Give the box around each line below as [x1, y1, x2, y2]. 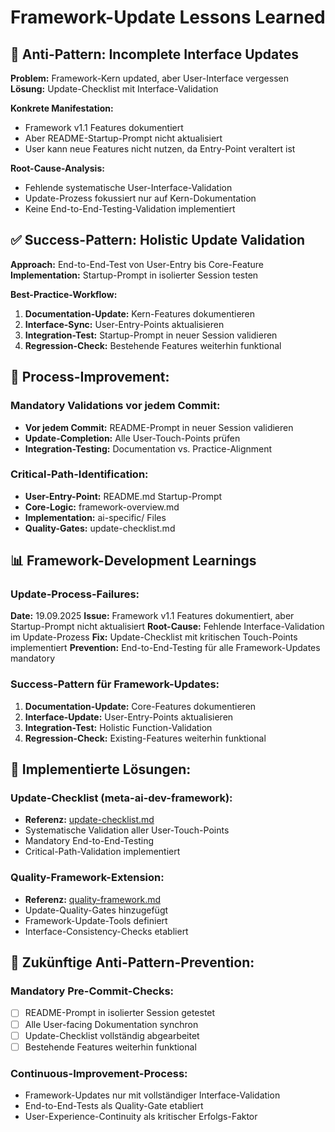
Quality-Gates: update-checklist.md [24, 522, 176, 534]
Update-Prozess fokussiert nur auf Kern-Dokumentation [24, 192, 257, 204]
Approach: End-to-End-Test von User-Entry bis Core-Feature [10, 258, 264, 270]
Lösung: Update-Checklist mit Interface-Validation [10, 83, 219, 95]
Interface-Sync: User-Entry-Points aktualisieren [24, 318, 225, 330]
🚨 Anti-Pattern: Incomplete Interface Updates [10, 46, 299, 63]
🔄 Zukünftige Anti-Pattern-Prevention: [10, 954, 255, 971]
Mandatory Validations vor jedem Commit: [10, 399, 221, 413]
